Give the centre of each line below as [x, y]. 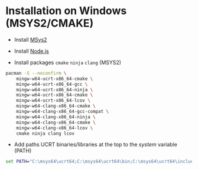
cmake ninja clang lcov [46, 134]
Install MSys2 [30, 39]
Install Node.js [31, 51]
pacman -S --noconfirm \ [36, 73]
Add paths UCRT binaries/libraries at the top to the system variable [96, 145]
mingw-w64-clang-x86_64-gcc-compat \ [63, 112]
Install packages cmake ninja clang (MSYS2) [68, 62]
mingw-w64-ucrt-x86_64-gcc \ [52, 84]
